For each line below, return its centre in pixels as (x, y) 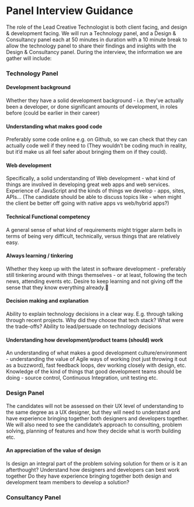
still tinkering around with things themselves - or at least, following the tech (96, 275)
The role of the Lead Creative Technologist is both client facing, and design (97, 27)
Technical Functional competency (48, 217)
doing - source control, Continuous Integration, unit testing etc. (82, 378)
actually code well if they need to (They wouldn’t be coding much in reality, (96, 146)
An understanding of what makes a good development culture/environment (96, 353)
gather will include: (29, 58)
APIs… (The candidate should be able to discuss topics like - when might (94, 197)
